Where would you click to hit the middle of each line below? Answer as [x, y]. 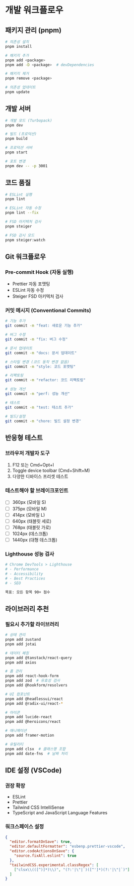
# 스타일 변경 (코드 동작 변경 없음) [37, 362]
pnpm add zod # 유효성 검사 [33, 681]
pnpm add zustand [23, 640]
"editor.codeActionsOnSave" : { [42, 851]
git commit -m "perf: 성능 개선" [38, 394]
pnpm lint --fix [22, 213]
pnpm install [19, 46]
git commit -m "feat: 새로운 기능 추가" [44, 326]
